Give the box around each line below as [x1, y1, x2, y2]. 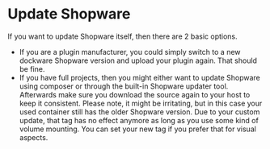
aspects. [19, 132, 49, 142]
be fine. [19, 64, 45, 73]
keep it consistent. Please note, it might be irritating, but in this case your [19, 98, 263, 108]
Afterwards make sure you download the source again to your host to [19, 89, 251, 99]
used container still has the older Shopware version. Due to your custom [19, 106, 260, 117]
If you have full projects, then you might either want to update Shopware [19, 72, 260, 82]
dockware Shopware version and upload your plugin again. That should [19, 56, 258, 65]
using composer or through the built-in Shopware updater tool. [19, 81, 229, 91]
